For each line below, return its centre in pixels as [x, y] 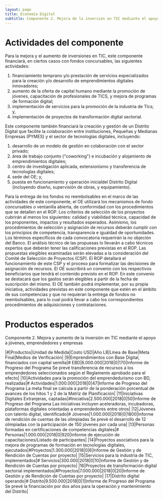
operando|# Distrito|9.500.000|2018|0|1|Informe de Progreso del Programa [80, 481]
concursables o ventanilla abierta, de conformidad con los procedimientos [79, 207]
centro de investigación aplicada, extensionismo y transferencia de [79, 167]
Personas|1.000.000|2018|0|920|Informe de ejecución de [62, 435]
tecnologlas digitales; [33, 172]
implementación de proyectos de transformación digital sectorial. [77, 117]
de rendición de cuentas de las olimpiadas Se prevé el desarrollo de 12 [76, 419]
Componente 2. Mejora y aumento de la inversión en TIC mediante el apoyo [81, 338]
